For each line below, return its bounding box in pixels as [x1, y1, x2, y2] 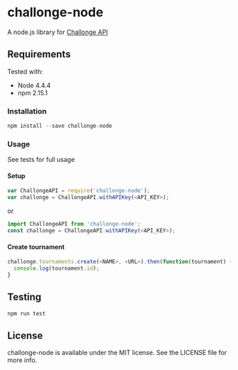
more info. [7, 356, 38, 364]
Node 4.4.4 [17, 81, 51, 89]
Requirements [7, 48, 71, 60]
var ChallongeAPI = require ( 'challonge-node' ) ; [7, 187, 151, 195]
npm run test [7, 310, 46, 317]
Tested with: [7, 67, 44, 75]
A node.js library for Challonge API [7, 28, 108, 36]
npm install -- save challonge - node [7, 122, 113, 130]
